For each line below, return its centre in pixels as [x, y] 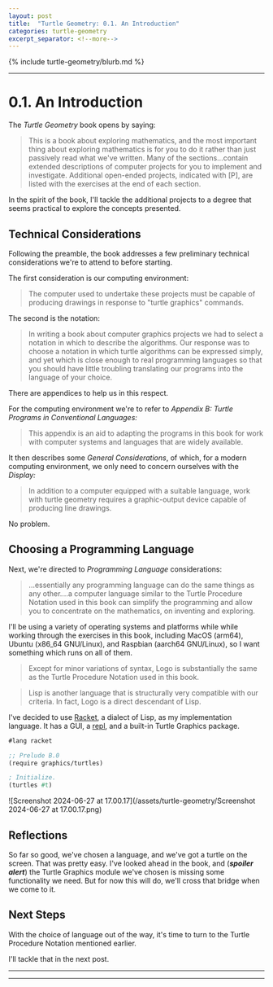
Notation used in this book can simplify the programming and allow [141, 602]
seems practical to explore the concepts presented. [95, 208]
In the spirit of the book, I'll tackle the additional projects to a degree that [130, 200]
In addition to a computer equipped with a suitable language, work [139, 491]
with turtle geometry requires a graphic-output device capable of [137, 499]
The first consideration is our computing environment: [99, 278]
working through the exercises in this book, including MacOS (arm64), [126, 635]
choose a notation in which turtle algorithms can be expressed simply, [145, 351]
